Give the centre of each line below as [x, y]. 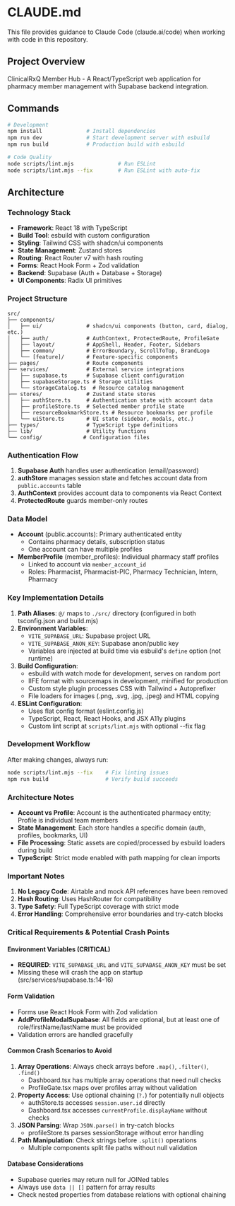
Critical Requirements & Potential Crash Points [89, 932]
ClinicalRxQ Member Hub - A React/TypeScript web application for [104, 79]
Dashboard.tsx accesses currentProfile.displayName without [117, 1110]
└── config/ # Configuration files [79, 437]
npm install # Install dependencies [82, 132]
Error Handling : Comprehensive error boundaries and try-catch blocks [120, 914]
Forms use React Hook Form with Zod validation [87, 1011]
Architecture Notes [41, 797]
